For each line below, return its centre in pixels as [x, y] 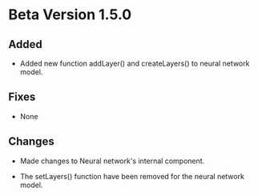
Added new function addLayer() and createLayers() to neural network [135, 63]
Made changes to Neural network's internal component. [112, 161]
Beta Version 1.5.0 [70, 15]
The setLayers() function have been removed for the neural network [132, 176]
